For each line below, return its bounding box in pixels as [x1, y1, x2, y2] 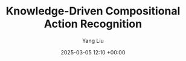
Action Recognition [43, 17, 143, 31]
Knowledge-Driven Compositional [5, 4, 181, 18]
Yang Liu [82, 37, 104, 44]
